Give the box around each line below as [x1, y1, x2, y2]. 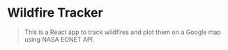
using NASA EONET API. [24, 35, 95, 43]
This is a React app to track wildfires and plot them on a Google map [24, 28, 221, 36]
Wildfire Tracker [7, 5, 103, 21]
